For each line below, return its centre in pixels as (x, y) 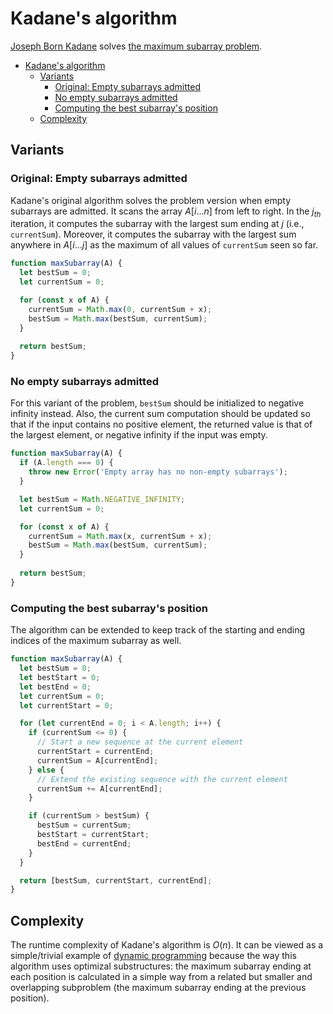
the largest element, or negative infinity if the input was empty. (139, 435)
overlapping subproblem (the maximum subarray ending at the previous (158, 988)
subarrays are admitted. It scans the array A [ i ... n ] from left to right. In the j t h (166, 212)
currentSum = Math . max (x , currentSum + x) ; (120, 536)
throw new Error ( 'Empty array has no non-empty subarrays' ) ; (158, 472)
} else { (46, 770)
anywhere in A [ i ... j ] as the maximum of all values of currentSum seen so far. (164, 245)
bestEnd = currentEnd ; (84, 843)
